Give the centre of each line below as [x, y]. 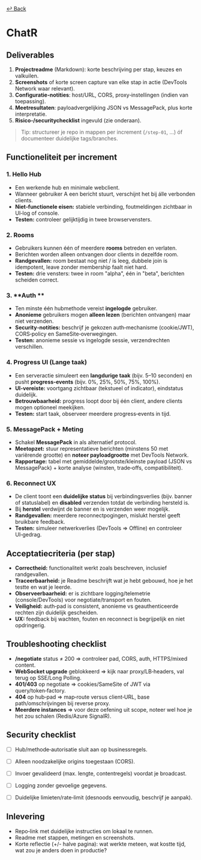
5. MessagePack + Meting [45, 429]
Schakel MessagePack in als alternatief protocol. [76, 442]
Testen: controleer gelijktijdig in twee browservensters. [83, 219]
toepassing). [30, 101]
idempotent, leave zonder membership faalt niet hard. [81, 267]
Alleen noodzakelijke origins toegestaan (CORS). [75, 761]
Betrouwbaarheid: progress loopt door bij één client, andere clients [99, 401]
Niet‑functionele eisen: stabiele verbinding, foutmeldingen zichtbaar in [103, 206]
